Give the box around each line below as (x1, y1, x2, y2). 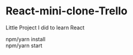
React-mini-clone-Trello (5, 4, 128, 18)
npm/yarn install (5, 35, 46, 42)
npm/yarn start (5, 42, 43, 49)
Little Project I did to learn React (5, 24, 85, 31)
